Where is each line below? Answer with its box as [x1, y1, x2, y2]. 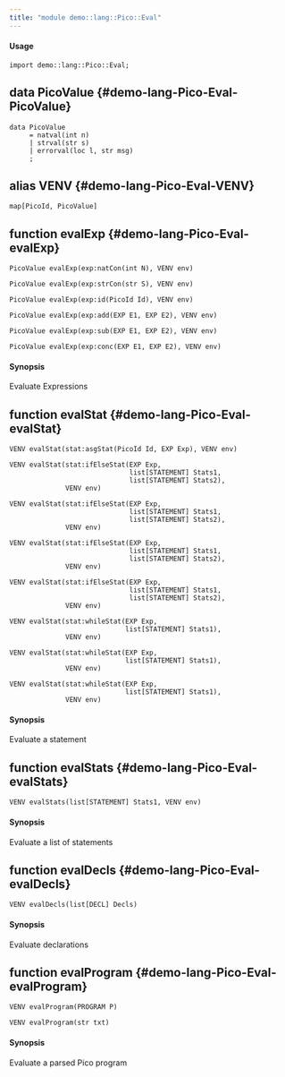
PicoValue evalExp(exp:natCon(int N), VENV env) [9, 264, 194, 273]
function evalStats [9, 760, 114, 775]
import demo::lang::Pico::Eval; [9, 60, 130, 70]
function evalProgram [9, 964, 133, 980]
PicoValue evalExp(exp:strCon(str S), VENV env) [9, 279, 194, 289]
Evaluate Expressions [9, 381, 88, 392]
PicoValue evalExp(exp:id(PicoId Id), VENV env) [9, 295, 194, 304]
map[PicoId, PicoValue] [9, 202, 98, 211]
